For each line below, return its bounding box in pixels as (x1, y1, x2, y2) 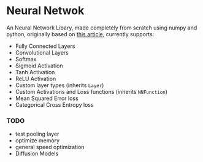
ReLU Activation (15, 75, 56, 82)
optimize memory (15, 137, 60, 144)
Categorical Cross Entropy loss (15, 101, 94, 108)
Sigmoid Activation (15, 62, 63, 69)
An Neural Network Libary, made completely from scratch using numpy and (6, 24, 197, 31)
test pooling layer (15, 130, 59, 138)
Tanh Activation (15, 68, 55, 75)
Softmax (15, 55, 37, 63)
